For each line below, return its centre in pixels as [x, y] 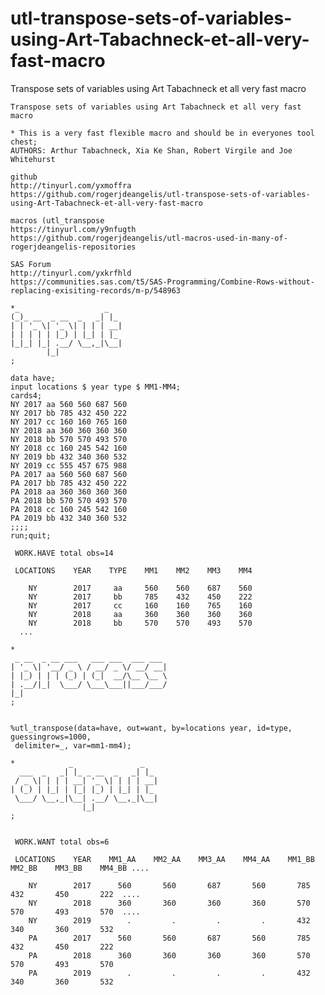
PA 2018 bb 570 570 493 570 [69, 500]
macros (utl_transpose [57, 220]
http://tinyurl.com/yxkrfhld [71, 273]
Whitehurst [33, 159]
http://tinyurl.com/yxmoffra [71, 185]
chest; [24, 142]
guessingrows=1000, [51, 737]
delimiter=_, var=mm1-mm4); [73, 745]
